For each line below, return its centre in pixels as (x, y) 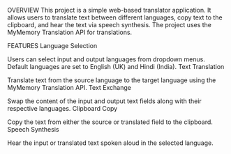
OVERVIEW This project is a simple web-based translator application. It (109, 10)
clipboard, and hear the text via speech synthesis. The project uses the (109, 25)
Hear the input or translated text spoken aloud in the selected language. (111, 143)
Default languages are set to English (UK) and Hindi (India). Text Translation (116, 67)
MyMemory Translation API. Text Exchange (69, 87)
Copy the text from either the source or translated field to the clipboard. (110, 122)
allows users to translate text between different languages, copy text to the (115, 17)
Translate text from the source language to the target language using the (112, 80)
